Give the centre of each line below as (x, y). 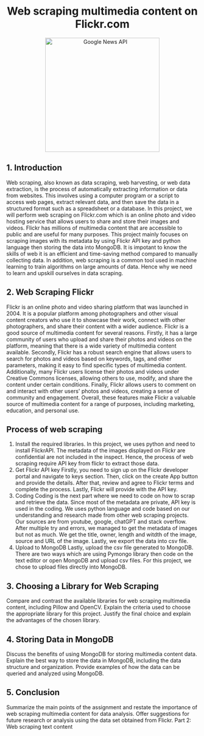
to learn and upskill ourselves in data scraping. (65, 273)
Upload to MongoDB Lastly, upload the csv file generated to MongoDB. (104, 548)
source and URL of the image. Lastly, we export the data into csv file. (102, 541)
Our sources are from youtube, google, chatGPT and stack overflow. (101, 522)
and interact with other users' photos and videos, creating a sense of (93, 391)
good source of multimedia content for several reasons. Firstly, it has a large (102, 332)
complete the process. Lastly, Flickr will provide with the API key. (97, 489)
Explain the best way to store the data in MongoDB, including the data (94, 661)
